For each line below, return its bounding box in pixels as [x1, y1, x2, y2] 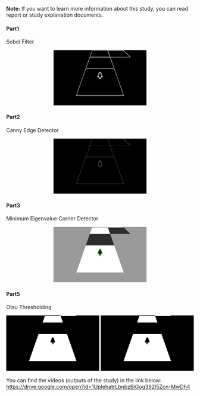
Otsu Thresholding [6, 304, 52, 311]
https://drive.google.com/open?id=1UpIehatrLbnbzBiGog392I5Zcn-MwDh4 [6, 383, 190, 390]
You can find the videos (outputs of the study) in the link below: [6, 376, 162, 383]
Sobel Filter [6, 38, 35, 45]
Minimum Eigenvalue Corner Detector [6, 215, 99, 222]
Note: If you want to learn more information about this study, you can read [6, 5, 189, 12]
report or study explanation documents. [6, 11, 104, 18]
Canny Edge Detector [6, 126, 59, 133]
